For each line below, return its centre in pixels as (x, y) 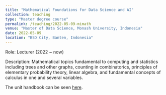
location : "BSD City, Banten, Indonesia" (49, 38)
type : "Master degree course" (37, 19)
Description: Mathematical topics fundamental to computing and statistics (82, 61)
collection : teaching (28, 14)
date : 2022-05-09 (23, 33)
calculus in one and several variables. (44, 77)
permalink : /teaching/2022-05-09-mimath (48, 24)
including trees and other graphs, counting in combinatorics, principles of (81, 67)
